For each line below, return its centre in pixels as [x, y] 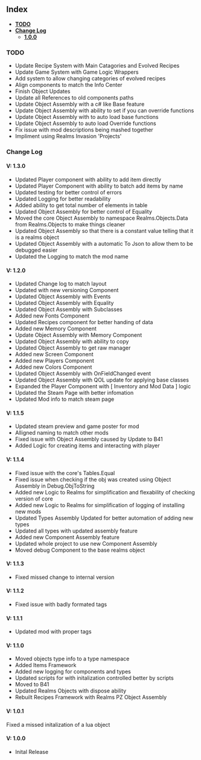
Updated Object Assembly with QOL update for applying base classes [102, 380]
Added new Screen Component [54, 354]
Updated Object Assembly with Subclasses [69, 310]
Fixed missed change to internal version [65, 577]
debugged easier [36, 250]
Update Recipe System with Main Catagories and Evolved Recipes [97, 65]
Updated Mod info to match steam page [65, 399]
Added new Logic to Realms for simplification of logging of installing [100, 505]
